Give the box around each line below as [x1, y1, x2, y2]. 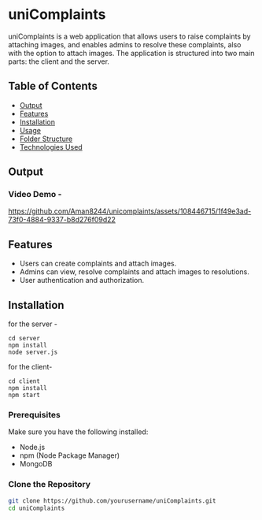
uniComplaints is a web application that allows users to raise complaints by [8, 32, 251, 41]
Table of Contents [8, 80, 98, 93]
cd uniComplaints [8, 504, 65, 512]
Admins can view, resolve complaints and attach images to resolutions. [19, 267, 249, 277]
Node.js [19, 443, 46, 452]
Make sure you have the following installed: [8, 427, 149, 436]
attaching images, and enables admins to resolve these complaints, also [8, 39, 242, 49]
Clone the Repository [8, 479, 91, 490]
